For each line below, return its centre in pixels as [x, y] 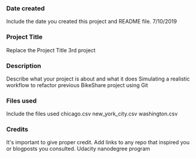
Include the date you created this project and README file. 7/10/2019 [92, 22]
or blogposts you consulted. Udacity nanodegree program [78, 149]
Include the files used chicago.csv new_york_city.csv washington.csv [92, 114]
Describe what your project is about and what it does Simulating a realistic [98, 79]
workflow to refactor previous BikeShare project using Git [77, 85]
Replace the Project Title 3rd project [51, 50]
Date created [26, 8]
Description [24, 65]
